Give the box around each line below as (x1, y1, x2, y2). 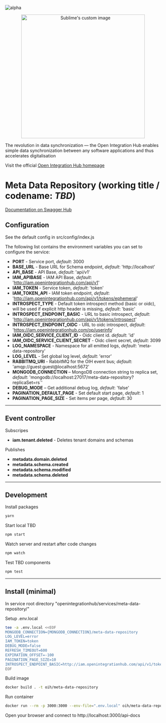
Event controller (5, 414, 56, 423)
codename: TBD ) (5, 191, 76, 201)
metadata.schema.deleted (12, 472, 68, 478)
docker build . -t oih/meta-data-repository (5, 685, 98, 690)
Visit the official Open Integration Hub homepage (5, 162, 105, 168)
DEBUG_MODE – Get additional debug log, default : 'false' (12, 385, 129, 390)
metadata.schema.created (12, 461, 69, 467)
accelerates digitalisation (5, 153, 56, 158)
